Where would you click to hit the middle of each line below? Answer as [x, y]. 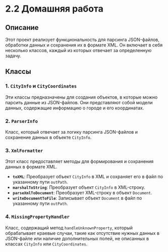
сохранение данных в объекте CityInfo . [48, 137]
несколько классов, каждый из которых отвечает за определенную [78, 50]
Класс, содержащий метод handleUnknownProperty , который [69, 228]
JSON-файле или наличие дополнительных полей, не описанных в [77, 238]
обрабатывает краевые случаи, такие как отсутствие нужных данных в [82, 233]
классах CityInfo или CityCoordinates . [46, 244]
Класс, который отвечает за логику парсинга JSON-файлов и [71, 132]
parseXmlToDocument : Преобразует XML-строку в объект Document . [82, 193]
